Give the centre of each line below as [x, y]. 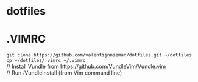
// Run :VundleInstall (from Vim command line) [64, 73]
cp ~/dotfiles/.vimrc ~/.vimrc [46, 61]
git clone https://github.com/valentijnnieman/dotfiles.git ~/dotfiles [99, 55]
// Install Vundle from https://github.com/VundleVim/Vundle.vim [86, 67]
